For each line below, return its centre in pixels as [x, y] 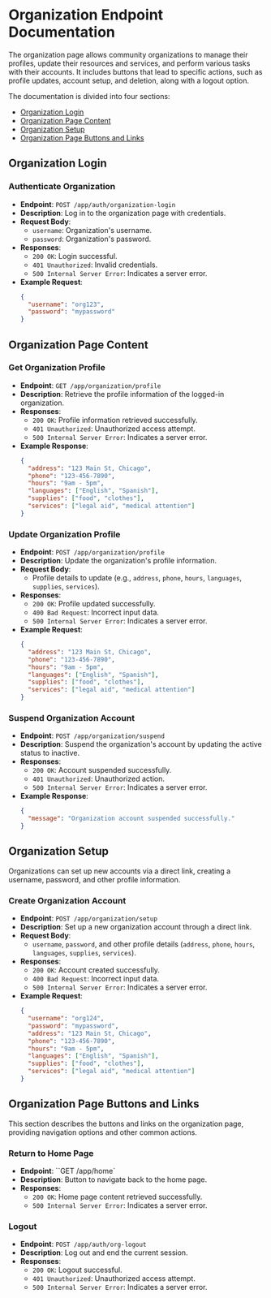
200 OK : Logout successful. [77, 1270]
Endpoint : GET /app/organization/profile [90, 385]
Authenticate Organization [62, 187]
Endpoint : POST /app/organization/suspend [92, 735]
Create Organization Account [67, 900]
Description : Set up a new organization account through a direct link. [136, 927]
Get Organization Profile [57, 368]
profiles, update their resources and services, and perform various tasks [129, 63]
